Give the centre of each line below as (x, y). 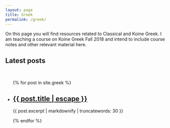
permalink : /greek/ (26, 19)
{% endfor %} (27, 121)
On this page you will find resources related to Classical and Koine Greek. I (83, 34)
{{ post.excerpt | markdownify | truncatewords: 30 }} (68, 111)
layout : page (19, 10)
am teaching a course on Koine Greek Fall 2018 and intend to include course (85, 39)
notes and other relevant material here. (46, 45)
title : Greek (19, 15)
